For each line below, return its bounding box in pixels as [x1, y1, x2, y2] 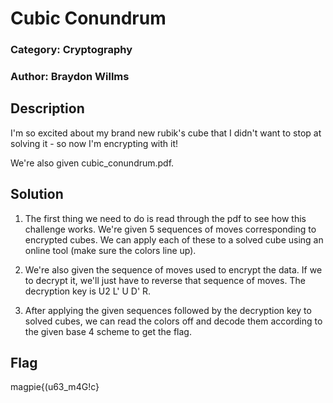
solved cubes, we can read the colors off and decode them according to [24, 315, 323, 327]
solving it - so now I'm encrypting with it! [10, 137, 179, 149]
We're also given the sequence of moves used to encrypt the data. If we [24, 263, 323, 276]
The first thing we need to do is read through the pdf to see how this [24, 212, 307, 224]
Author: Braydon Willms [10, 70, 130, 84]
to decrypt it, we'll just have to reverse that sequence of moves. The [24, 274, 306, 286]
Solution [10, 186, 64, 203]
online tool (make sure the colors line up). [24, 244, 197, 256]
